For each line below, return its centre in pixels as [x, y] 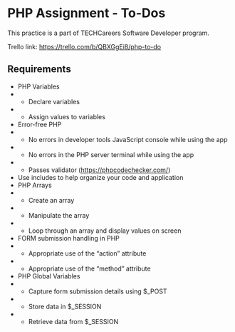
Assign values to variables [67, 116]
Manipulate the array [59, 215]
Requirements [39, 69]
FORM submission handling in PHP [68, 238]
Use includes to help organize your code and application [100, 177]
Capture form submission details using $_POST [98, 291]
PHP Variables [39, 86]
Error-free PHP [40, 124]
